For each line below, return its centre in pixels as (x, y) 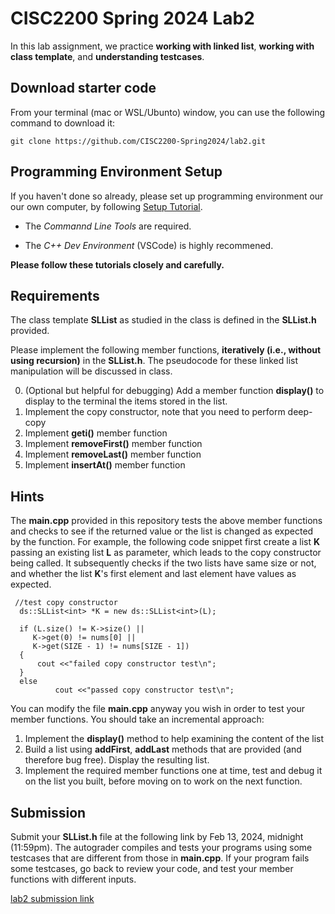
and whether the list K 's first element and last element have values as (153, 574)
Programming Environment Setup (116, 172)
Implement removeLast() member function (113, 454)
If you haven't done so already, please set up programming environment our (167, 196)
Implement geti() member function (96, 433)
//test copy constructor (66, 603)
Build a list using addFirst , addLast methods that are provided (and (163, 749)
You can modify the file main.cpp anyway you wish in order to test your (157, 709)
